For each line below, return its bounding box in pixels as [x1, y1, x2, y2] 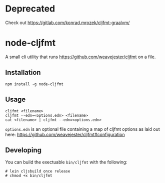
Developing [5, 146, 41, 154]
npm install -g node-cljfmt [5, 81, 64, 87]
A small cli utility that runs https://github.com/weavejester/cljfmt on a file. [5, 54, 156, 60]
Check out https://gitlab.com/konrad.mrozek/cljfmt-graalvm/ [5, 20, 130, 26]
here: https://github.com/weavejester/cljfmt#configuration [5, 131, 125, 137]
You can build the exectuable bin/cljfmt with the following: [5, 159, 127, 165]
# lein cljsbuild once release [5, 169, 70, 174]
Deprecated [5, 3, 55, 15]
